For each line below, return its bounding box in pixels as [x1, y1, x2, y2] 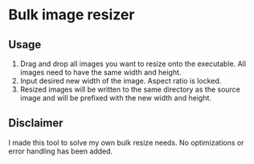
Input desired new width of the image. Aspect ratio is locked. [19, 76, 222, 85]
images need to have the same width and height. [19, 68, 182, 77]
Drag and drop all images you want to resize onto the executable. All [19, 59, 247, 68]
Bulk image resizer [8, 6, 135, 24]
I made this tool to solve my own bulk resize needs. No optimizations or [8, 137, 244, 147]
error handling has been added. [8, 146, 113, 156]
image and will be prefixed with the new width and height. [19, 93, 211, 102]
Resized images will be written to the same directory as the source [19, 84, 241, 94]
